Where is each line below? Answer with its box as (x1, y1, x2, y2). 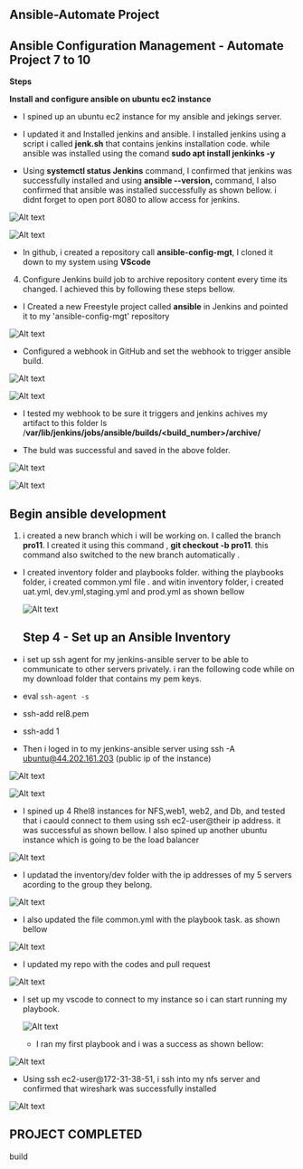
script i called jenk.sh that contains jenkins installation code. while (22, 138, 270, 149)
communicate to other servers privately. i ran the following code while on (22, 663, 296, 674)
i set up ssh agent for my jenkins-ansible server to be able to (22, 653, 249, 664)
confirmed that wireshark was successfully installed (22, 1083, 217, 1094)
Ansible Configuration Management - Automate (9, 38, 284, 53)
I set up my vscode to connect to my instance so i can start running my (22, 993, 288, 1004)
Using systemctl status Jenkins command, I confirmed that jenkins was (22, 166, 292, 176)
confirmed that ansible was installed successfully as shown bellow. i (22, 185, 278, 195)
